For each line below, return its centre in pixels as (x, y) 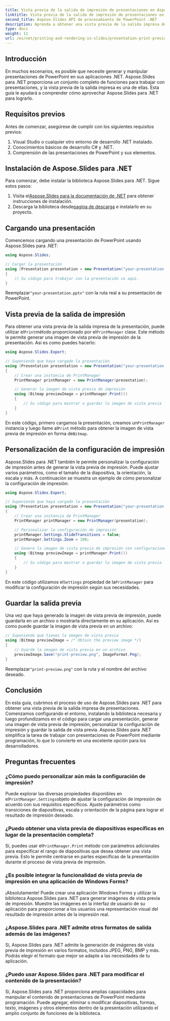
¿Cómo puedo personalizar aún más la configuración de (75, 776)
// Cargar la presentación (34, 264)
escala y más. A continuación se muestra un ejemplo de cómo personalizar (83, 478)
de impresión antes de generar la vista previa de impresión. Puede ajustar (82, 467)
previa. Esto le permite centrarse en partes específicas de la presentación (82, 857)
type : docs (17, 29)
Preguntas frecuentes (40, 761)
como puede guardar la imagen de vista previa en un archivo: (69, 626)
